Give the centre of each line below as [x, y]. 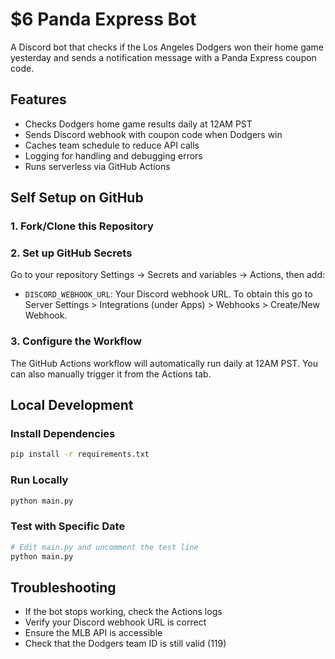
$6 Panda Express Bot [103, 19]
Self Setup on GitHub [77, 198]
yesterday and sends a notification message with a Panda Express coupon [163, 57]
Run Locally [39, 480]
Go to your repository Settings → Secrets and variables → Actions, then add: [168, 275]
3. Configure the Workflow [76, 341]
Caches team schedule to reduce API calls [112, 145]
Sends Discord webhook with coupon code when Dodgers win [153, 134]
